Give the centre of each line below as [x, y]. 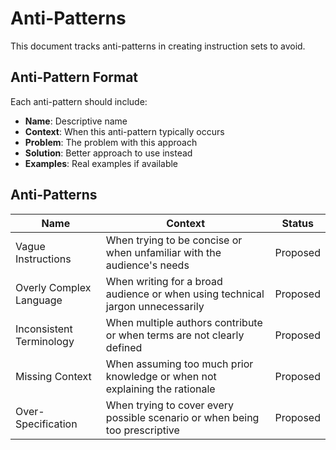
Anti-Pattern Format [74, 77]
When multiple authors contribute [184, 322]
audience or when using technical [185, 294]
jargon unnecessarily [155, 306]
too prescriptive [142, 430]
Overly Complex [53, 287]
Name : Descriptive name [76, 121]
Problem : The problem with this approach [111, 142]
